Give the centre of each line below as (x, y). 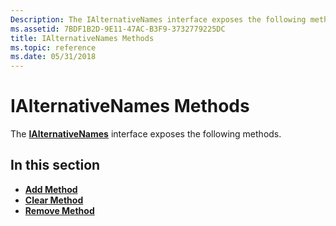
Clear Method (54, 200)
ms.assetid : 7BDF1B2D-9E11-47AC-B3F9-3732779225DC (118, 29)
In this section (55, 165)
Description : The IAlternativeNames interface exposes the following (158, 19)
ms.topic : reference (53, 47)
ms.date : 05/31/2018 (53, 57)
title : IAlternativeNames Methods (82, 38)
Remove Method (59, 210)
